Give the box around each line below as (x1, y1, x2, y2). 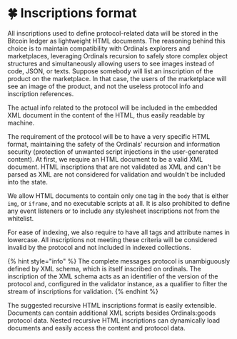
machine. (7, 118, 35, 127)
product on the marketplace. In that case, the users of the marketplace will (7, 74, 227, 83)
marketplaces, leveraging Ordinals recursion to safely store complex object (7, 51, 228, 60)
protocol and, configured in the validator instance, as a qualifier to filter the (7, 279, 228, 288)
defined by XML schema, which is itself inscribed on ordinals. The (7, 264, 201, 273)
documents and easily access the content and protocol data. (7, 323, 186, 332)
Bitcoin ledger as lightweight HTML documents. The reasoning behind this (7, 36, 226, 45)
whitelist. (7, 214, 34, 222)
